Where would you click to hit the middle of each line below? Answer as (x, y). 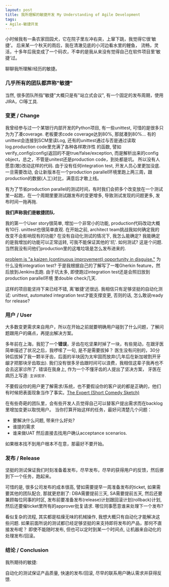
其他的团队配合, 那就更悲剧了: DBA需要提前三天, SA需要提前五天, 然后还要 (86, 493)
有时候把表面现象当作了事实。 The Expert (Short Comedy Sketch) (72, 393)
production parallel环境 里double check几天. (51, 278)
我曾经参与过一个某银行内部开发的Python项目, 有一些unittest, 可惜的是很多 (82, 127)
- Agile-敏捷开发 (22, 24)
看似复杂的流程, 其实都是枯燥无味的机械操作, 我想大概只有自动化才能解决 (80, 517)
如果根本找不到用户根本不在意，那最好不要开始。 (56, 444)
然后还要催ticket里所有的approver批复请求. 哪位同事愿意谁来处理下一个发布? (84, 506)
